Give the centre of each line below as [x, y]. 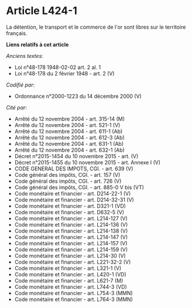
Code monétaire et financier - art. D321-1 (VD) [70, 206]
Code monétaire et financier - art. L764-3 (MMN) [74, 299]
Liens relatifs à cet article [37, 45]
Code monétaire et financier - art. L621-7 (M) [69, 280]
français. [17, 33]
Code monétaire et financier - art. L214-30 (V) [70, 255]
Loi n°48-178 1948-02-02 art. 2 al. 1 [58, 67]
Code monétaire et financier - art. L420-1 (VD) [71, 274]
